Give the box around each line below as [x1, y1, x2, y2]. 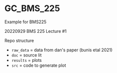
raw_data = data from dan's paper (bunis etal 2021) [11, 47, 113, 53]
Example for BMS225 [4, 19, 47, 25]
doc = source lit [11, 52, 42, 58]
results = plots [11, 57, 42, 63]
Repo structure [4, 37, 34, 44]
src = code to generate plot [11, 62, 66, 68]
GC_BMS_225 [4, 3, 60, 14]
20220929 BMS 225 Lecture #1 [4, 28, 67, 34]
